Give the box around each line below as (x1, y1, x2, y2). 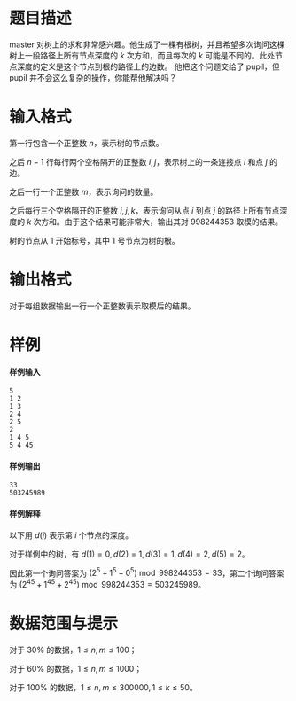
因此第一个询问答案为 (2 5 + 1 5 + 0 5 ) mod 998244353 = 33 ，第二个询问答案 (9, 566, 284, 579)
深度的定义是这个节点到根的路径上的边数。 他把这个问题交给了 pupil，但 (16, 61, 281, 72)
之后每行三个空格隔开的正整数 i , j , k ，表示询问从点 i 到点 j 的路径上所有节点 (9, 205, 280, 215)
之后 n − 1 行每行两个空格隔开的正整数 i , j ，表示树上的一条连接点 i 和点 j (9, 156, 268, 167)
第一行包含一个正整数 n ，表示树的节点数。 (9, 137, 164, 148)
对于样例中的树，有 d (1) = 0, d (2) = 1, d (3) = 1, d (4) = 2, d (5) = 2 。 (9, 549, 250, 559)
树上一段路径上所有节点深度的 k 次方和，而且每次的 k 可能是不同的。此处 (9, 50, 276, 60)
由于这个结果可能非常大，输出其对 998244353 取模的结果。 (64, 216, 284, 227)
